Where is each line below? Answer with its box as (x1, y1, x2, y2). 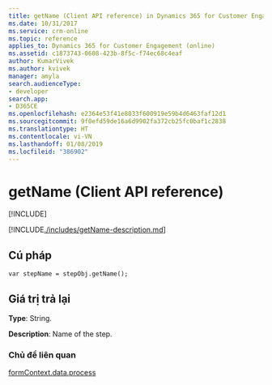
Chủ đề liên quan (8, 349, 77, 361)
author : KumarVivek (8, 58, 74, 66)
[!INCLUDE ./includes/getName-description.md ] (8, 225, 166, 235)
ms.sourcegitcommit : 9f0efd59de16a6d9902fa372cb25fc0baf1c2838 (8, 118, 227, 126)
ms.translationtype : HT (8, 125, 89, 133)
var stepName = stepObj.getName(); (8, 270, 129, 278)
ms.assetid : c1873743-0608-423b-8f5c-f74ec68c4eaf (8, 49, 183, 58)
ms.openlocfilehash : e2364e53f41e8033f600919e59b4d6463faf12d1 (8, 110, 227, 118)
